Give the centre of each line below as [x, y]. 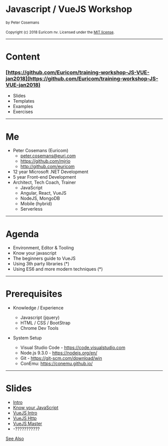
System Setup [27, 338]
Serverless [31, 209]
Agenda [22, 234]
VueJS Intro [25, 413]
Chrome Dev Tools [39, 328]
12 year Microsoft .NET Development [51, 172]
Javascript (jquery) [40, 318]
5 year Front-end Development [44, 177]
